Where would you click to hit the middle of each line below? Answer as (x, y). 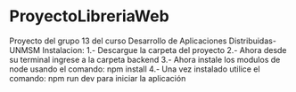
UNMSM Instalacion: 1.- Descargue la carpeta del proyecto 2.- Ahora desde (148, 50)
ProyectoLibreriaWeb (89, 16)
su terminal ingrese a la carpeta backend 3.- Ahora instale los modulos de (145, 59)
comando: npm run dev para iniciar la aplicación (98, 78)
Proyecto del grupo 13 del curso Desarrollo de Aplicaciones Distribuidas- (143, 41)
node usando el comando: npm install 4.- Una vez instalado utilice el (135, 69)
